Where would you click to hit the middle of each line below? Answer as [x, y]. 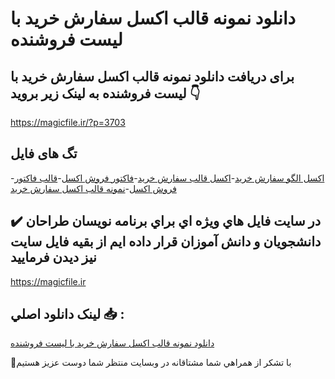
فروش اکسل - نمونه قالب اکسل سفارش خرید [93, 188]
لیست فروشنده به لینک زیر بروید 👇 [105, 93]
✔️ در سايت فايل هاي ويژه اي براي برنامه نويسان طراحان [166, 221]
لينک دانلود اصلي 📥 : [67, 314]
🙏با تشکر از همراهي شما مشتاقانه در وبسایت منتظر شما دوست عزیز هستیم [151, 363]
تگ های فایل [44, 153]
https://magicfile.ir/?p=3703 [68, 122]
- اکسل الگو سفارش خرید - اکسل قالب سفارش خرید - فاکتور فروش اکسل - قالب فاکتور [167, 178]
